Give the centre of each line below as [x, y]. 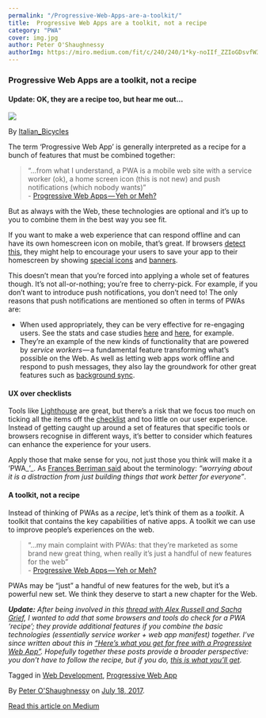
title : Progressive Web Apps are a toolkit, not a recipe [108, 23]
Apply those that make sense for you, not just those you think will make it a [130, 460]
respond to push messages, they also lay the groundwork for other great [138, 367]
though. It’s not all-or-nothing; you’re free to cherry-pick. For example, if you [133, 284]
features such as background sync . [77, 375]
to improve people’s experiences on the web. [82, 529]
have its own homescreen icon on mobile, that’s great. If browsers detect [127, 243]
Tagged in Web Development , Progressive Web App [93, 675]
